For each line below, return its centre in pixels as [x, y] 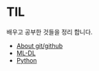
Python [26, 60]
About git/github [40, 45]
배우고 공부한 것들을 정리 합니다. [50, 32]
